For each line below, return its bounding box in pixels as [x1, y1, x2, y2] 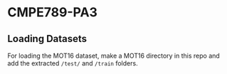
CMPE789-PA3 [7, 4, 98, 21]
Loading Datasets [7, 33, 88, 45]
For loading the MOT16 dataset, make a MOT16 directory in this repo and [7, 51, 221, 60]
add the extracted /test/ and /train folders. [7, 59, 138, 68]
